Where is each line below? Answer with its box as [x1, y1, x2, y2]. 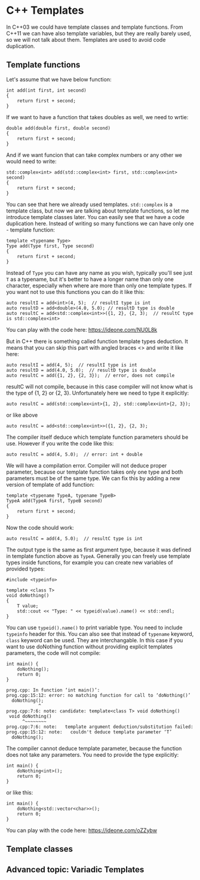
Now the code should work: [6, 524, 75, 531]
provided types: [6, 565, 45, 572]
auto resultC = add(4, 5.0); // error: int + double [6, 451, 143, 457]
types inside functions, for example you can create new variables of [6, 559, 173, 566]
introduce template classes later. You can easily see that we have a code [6, 213, 185, 220]
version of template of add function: [6, 481, 95, 488]
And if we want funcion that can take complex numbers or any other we [6, 151, 183, 159]
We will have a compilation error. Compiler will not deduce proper [6, 462, 167, 469]
